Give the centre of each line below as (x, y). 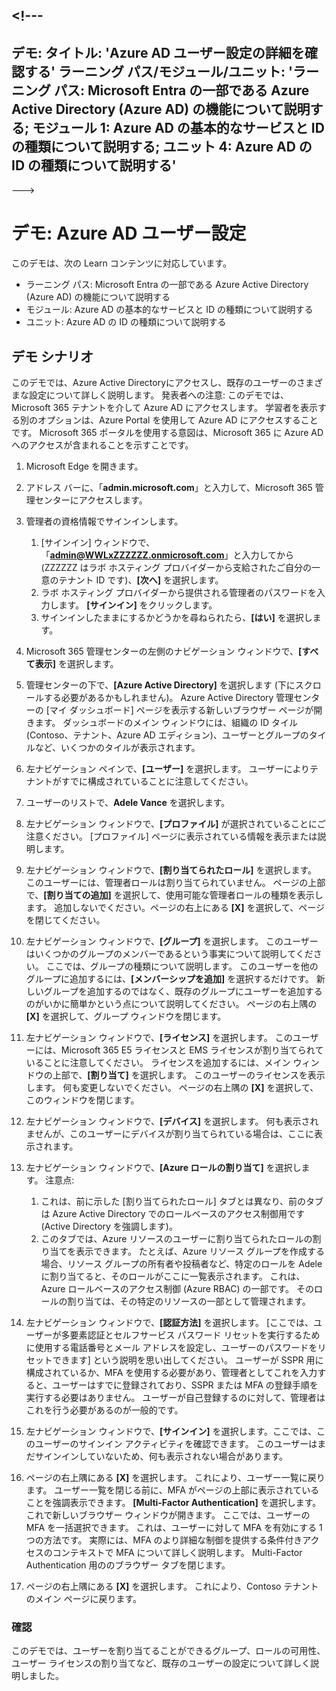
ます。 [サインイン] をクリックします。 (138, 605)
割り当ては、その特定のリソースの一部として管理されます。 (189, 1301)
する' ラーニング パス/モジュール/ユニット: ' (158, 71)
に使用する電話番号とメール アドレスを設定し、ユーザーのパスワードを (171, 1347)
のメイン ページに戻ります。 (84, 1598)
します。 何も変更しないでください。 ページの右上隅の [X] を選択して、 (172, 1087)
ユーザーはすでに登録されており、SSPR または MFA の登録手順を (185, 1385)
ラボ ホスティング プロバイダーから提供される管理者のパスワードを (179, 592)
